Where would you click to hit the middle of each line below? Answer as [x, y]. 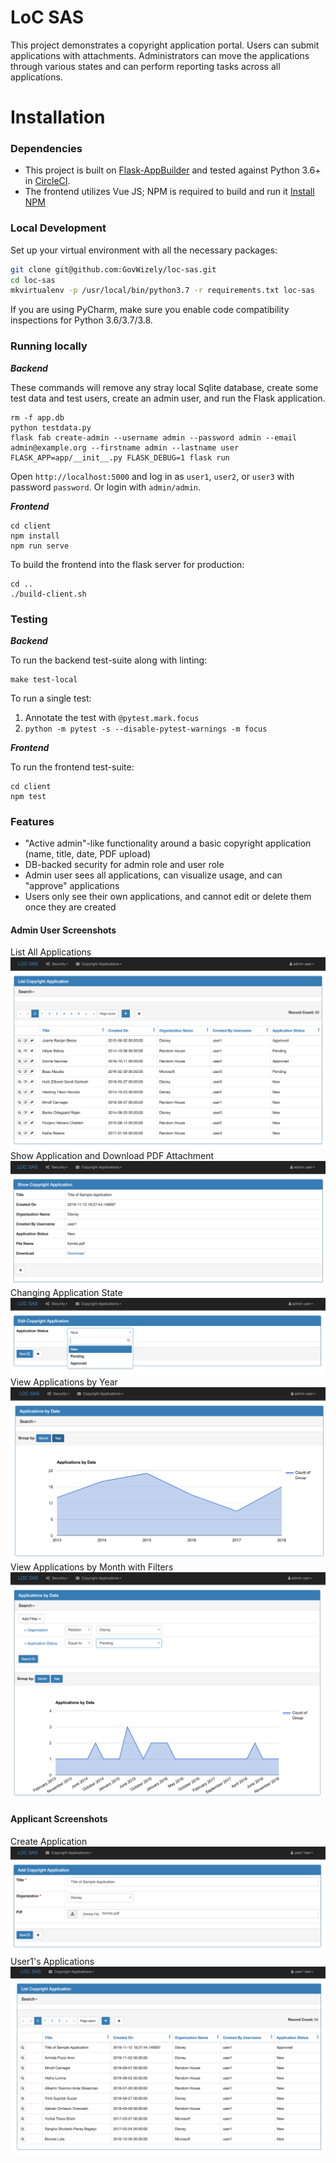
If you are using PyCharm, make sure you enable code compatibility [150, 310]
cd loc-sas [33, 280]
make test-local [44, 679]
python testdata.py [51, 427]
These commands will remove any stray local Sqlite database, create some [164, 387]
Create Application [49, 1841]
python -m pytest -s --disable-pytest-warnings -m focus [146, 729]
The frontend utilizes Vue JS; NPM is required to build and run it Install [169, 192]
